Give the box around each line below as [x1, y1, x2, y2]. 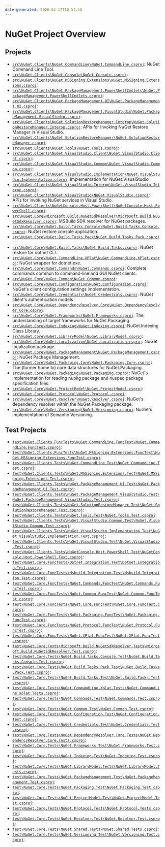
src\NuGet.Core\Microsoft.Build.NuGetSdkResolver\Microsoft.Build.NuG [12, 214, 160, 219]
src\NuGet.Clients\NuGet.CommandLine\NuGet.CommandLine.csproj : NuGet [12, 61, 160, 67]
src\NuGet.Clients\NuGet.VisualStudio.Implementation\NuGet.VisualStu [12, 172, 160, 177]
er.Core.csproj [12, 308, 44, 313]
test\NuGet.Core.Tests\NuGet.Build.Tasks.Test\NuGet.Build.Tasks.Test [12, 675, 160, 680]
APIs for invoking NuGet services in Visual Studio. [12, 197, 113, 203]
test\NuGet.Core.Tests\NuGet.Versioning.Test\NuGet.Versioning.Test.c [12, 832, 160, 837]
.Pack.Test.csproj [12, 670, 50, 675]
